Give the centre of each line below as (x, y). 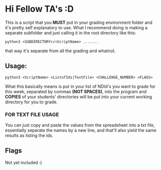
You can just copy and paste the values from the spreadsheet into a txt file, (80, 125)
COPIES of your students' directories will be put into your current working (79, 96)
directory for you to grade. (32, 102)
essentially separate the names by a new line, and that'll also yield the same (81, 131)
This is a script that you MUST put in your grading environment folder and (79, 22)
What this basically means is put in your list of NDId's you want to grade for (80, 86)
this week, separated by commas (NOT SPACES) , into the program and (76, 92)
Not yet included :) (24, 162)
